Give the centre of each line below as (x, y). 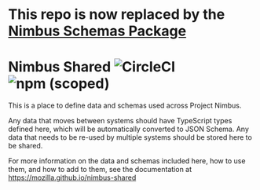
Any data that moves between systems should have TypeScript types (120, 121)
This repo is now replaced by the (117, 15)
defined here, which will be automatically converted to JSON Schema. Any (129, 129)
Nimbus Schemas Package (97, 31)
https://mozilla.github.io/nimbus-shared (72, 177)
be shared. (26, 146)
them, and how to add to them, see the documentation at (100, 170)
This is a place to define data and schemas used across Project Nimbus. (125, 106)
